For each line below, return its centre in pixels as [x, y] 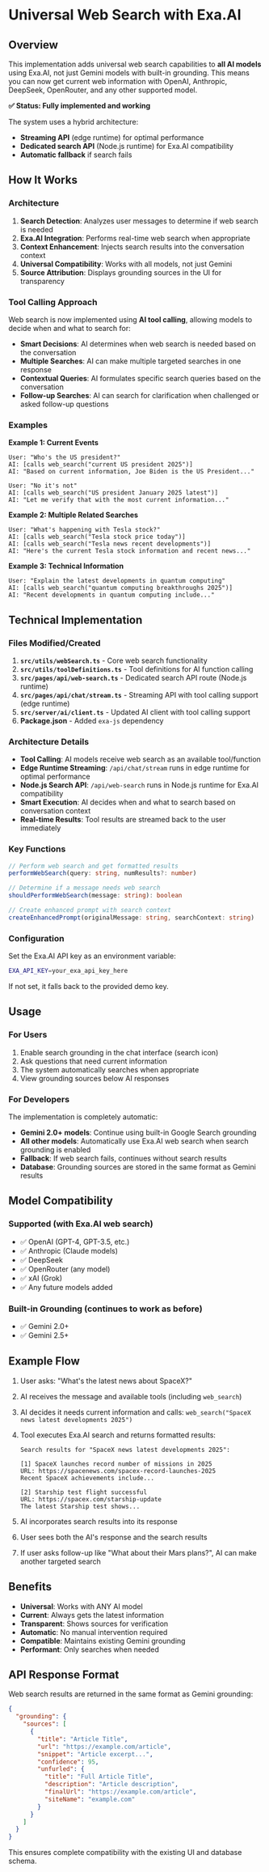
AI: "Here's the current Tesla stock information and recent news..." [130, 551]
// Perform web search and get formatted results [94, 866]
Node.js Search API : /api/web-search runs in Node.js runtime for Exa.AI [139, 785]
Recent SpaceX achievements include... [87, 1478]
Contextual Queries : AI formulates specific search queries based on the [140, 378]
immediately [40, 828]
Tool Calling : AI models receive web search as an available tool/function [140, 759]
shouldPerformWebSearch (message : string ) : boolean [95, 896]
